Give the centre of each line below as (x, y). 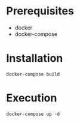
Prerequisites (40, 11)
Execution (32, 98)
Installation (35, 58)
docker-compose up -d (33, 114)
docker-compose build (33, 74)
